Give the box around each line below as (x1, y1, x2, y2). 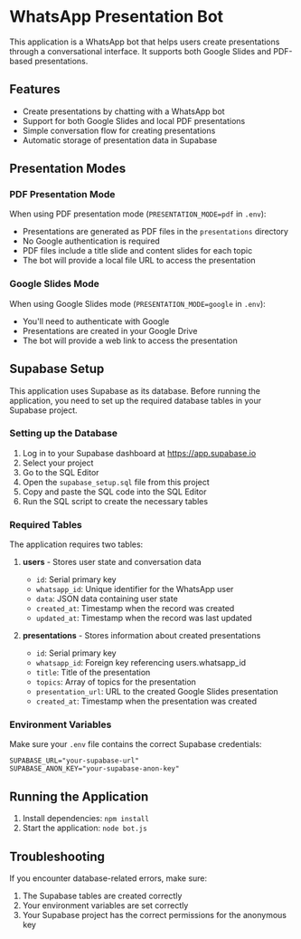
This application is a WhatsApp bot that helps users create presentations (9, 36, 280, 47)
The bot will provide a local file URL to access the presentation (22, 255, 256, 266)
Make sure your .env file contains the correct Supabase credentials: (9, 739, 262, 750)
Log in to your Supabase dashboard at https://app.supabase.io (22, 447, 257, 458)
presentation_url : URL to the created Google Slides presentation (35, 686, 278, 697)
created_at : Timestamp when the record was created (35, 603, 235, 614)
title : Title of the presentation (35, 667, 151, 678)
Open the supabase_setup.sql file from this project (22, 476, 210, 487)
